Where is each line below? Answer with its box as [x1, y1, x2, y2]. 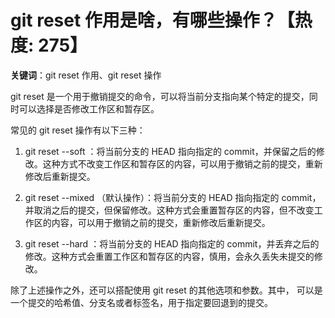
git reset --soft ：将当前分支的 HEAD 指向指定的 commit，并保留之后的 [24, 145, 317, 157]
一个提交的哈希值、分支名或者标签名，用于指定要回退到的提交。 [10, 296, 273, 308]
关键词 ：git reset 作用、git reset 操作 [10, 69, 162, 81]
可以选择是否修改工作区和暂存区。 [18, 102, 160, 115]
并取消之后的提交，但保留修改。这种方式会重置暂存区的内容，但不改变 [24, 204, 315, 216]
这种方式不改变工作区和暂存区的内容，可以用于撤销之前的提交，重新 [42, 157, 323, 170]
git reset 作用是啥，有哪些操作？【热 [10, 9, 313, 32]
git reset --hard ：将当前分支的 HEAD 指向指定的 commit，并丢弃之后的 [24, 237, 320, 250]
